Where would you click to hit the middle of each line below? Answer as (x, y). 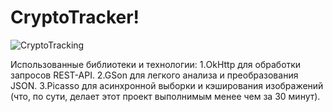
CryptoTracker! (75, 17)
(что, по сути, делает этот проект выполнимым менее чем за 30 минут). (165, 96)
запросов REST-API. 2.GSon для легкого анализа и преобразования (154, 75)
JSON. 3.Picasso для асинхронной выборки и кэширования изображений (167, 85)
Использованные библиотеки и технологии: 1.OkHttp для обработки (156, 64)
